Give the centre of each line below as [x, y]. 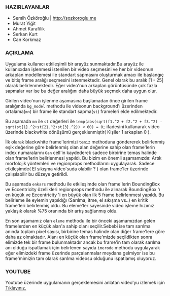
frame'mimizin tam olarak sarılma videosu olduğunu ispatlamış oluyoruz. [81, 258]
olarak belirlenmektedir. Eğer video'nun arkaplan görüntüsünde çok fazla [81, 85]
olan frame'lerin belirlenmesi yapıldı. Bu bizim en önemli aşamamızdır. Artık [83, 158]
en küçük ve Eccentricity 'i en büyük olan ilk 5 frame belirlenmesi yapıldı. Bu [85, 195]
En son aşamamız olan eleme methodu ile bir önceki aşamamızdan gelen [80, 220]
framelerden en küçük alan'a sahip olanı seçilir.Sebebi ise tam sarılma [78, 226]
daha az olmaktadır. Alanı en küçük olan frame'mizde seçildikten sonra [79, 237]
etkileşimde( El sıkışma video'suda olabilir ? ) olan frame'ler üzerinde [77, 169]
